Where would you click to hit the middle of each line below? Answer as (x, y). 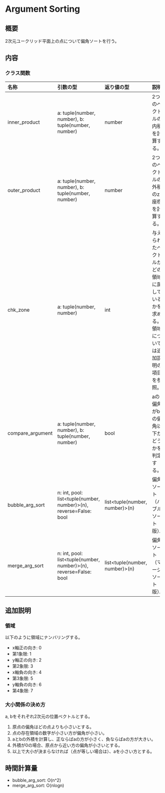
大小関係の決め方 (25, 705)
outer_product (24, 190)
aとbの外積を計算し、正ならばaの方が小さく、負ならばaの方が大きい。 (84, 739)
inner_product (24, 122)
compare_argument (30, 433)
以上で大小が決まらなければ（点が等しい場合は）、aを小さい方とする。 (83, 751)
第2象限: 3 (23, 666)
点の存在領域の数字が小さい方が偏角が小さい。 (59, 733)
